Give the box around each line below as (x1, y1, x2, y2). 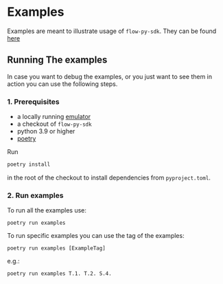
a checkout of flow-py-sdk (16, 120, 92, 128)
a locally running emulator (16, 113, 91, 121)
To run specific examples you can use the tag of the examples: (7, 232, 185, 240)
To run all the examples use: (7, 206, 87, 215)
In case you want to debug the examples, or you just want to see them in (7, 72, 213, 80)
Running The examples (7, 54, 108, 66)
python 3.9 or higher (16, 127, 75, 135)
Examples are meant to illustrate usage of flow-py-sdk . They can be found (7, 27, 217, 35)
